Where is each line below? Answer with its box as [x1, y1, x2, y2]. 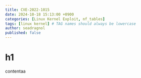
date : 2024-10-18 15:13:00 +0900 [5, 12, 74, 17]
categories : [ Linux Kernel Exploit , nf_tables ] [5, 16, 105, 21]
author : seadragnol [5, 26, 46, 31]
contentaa [5, 68, 26, 74]
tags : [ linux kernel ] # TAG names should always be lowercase [5, 21, 136, 26]
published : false [5, 30, 41, 35]
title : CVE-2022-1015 [5, 7, 50, 12]
